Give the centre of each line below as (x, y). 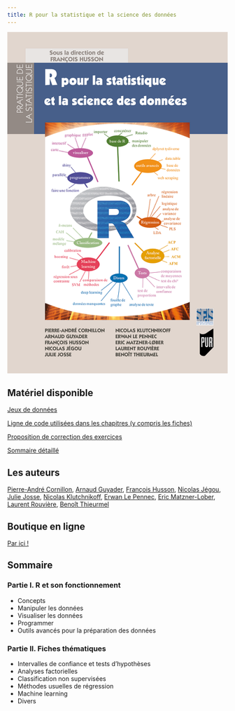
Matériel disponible (50, 393)
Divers (27, 700)
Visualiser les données (50, 615)
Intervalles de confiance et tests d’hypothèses (84, 663)
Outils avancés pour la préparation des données (86, 630)
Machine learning (42, 693)
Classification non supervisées (62, 678)
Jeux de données (32, 409)
